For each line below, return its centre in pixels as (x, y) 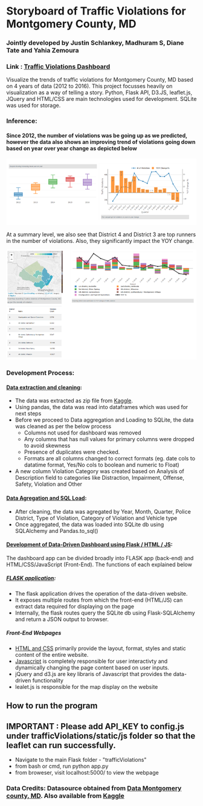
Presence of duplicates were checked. (72, 452)
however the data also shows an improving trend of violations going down (101, 142)
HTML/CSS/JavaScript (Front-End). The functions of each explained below (99, 564)
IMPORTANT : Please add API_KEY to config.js (95, 726)
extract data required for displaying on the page (75, 606)
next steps (28, 414)
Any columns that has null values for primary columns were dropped (109, 439)
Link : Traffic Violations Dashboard (58, 66)
